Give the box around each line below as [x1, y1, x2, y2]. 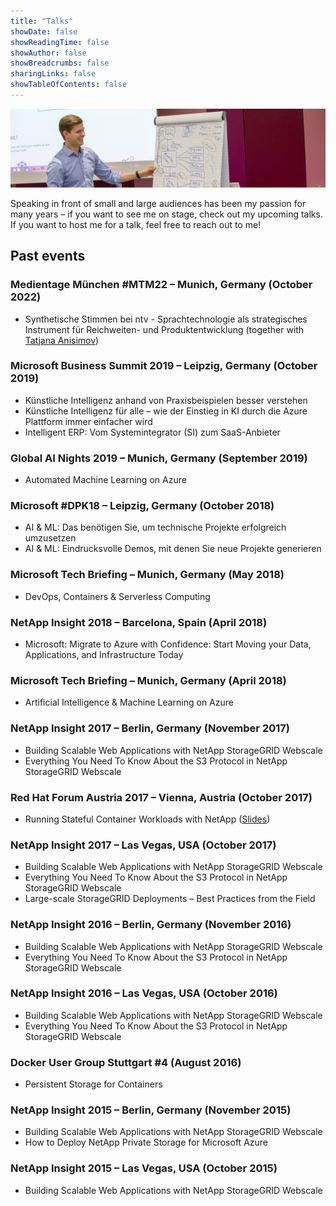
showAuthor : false [10, 48, 87, 58]
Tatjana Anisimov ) [24, 334, 100, 346]
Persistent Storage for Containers [24, 1078, 163, 1090]
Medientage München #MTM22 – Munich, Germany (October [10, 278, 313, 292]
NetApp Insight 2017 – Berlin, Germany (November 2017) [10, 721, 290, 735]
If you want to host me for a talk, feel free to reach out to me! [10, 218, 262, 230]
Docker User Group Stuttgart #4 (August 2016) [10, 1055, 242, 1069]
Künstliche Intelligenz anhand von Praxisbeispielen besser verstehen [24, 394, 308, 406]
